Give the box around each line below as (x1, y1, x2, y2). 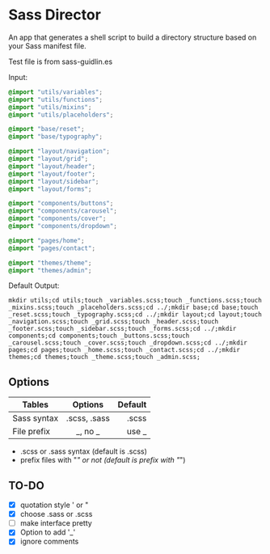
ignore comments (19, 536, 79, 547)
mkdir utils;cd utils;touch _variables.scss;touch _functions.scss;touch (8, 297, 263, 305)
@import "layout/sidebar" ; (8, 177, 99, 185)
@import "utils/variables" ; (8, 87, 103, 96)
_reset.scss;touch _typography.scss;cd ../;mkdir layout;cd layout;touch (8, 311, 263, 319)
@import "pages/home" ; (8, 236, 85, 244)
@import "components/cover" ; (8, 214, 107, 223)
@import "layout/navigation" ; (8, 147, 111, 155)
